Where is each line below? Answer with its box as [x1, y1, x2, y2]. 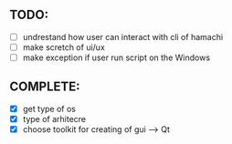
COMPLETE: [9, 79, 80, 95]
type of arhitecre [22, 113, 87, 124]
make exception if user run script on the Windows [22, 52, 211, 63]
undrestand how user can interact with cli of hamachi [22, 31, 224, 42]
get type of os [22, 103, 76, 114]
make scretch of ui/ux [22, 41, 105, 53]
